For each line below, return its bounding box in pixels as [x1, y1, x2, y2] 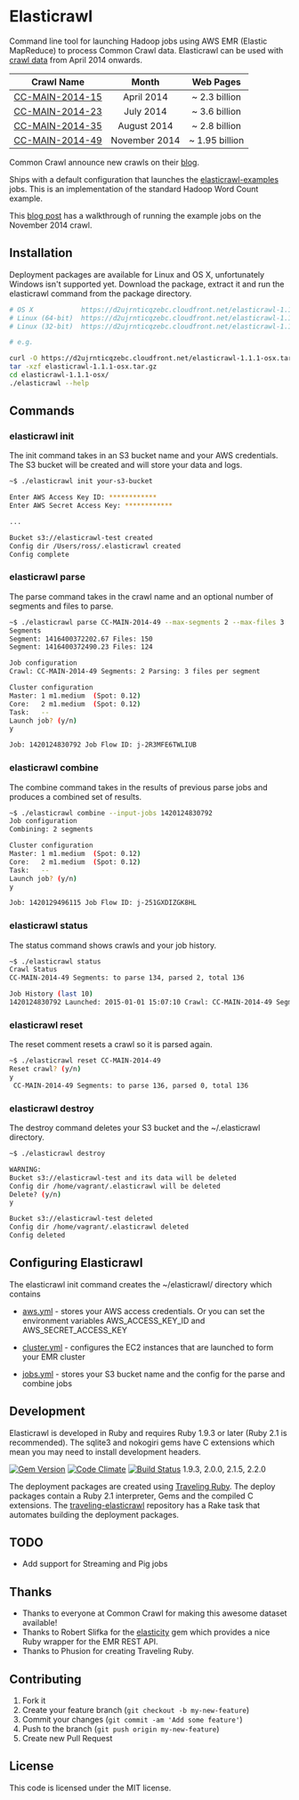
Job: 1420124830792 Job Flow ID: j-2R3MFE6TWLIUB [9, 740, 198, 749]
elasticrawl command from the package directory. [9, 287, 192, 299]
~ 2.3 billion [191, 91, 242, 103]
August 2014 [117, 119, 174, 132]
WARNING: [9, 1165, 42, 1174]
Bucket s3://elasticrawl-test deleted [9, 1215, 153, 1223]
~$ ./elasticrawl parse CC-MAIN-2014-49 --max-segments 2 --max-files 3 [9, 617, 285, 626]
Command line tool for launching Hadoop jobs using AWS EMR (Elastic [9, 36, 268, 46]
